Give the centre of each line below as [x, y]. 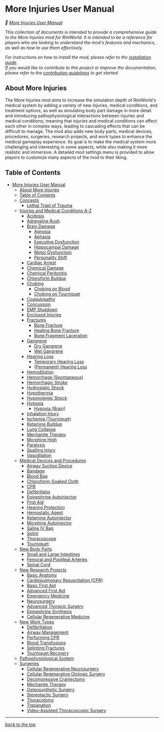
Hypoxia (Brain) [50, 408]
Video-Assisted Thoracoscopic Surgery [66, 710]
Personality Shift [51, 257]
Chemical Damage [45, 268]
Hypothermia [40, 392]
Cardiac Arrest [41, 263]
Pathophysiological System [47, 658]
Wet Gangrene [49, 351]
